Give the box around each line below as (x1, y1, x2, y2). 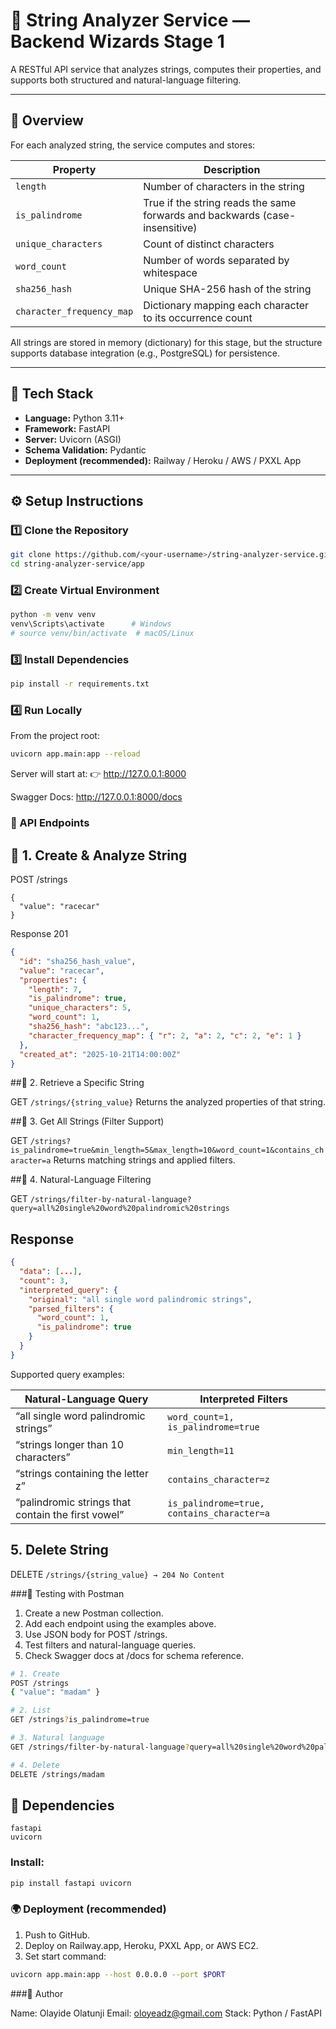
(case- (262, 208, 297, 222)
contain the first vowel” (15, 1507, 125, 1521)
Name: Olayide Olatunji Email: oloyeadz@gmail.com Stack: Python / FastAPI (10, 2007, 322, 2019)
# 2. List (10, 1705, 52, 1716)
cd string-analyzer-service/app (10, 559, 145, 569)
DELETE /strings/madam (10, 1769, 105, 1779)
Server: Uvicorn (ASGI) (24, 433, 122, 445)
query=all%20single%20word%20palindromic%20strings (10, 1204, 230, 1214)
